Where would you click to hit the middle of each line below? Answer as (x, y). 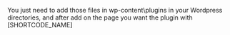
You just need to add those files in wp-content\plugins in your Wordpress (115, 10)
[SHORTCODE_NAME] (40, 25)
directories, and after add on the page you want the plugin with (100, 17)
